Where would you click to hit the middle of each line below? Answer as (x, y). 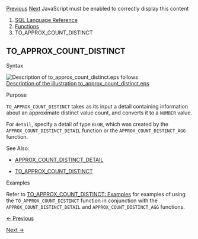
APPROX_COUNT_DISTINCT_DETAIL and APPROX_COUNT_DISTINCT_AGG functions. (95, 206)
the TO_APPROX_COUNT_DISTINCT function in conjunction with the (82, 200)
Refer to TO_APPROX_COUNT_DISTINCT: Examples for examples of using (96, 194)
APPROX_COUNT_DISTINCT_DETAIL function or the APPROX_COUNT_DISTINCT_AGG (96, 130)
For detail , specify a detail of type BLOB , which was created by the (87, 124)
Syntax (15, 65)
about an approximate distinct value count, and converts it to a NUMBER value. (99, 113)
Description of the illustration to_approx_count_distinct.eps (78, 83)
